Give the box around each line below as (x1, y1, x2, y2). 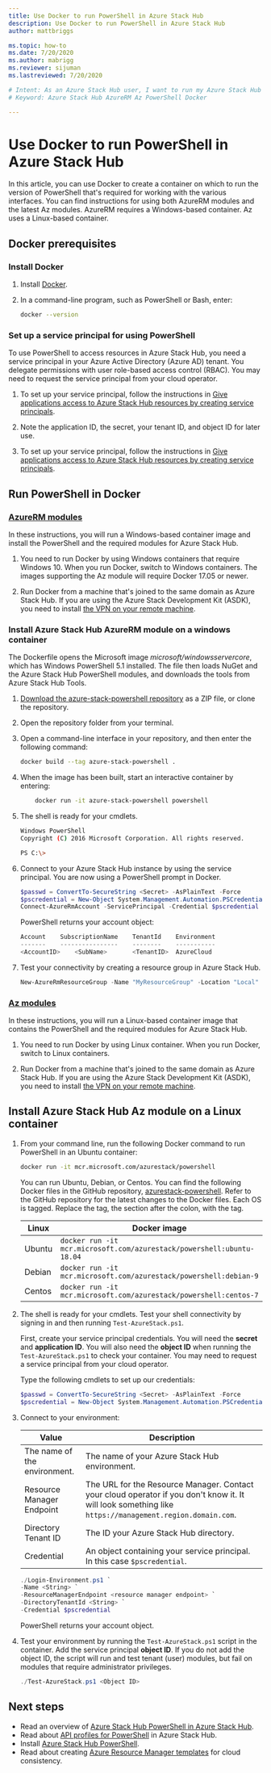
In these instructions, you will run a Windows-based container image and (8, 530, 252, 539)
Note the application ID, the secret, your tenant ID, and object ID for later (19, 422, 261, 432)
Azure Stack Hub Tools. (8, 678, 87, 688)
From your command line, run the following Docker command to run (19, 1138, 246, 1148)
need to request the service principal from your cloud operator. (8, 374, 218, 384)
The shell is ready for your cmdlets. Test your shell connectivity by (19, 1309, 242, 1318)
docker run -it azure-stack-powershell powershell (35, 797, 209, 805)
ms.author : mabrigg (8, 57, 74, 65)
